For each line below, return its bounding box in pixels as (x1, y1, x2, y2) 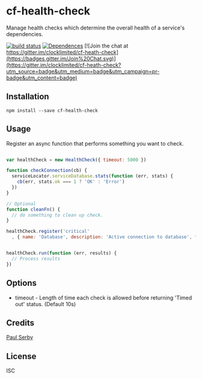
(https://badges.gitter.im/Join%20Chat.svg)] (6, 55, 116, 62)
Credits (6, 318, 35, 328)
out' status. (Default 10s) (14, 300, 76, 307)
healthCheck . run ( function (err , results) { (6, 250, 117, 256)
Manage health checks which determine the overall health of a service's (6, 24, 185, 31)
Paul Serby (6, 334, 34, 341)
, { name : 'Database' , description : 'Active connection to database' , (11, 234, 192, 240)
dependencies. (6, 30, 43, 37)
